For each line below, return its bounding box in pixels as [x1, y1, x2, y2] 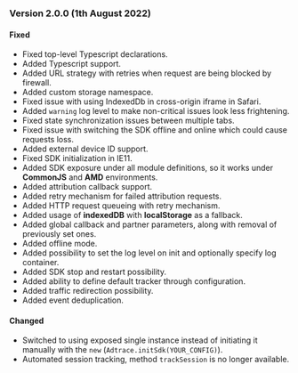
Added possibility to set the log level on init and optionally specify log [21, 247, 278, 258]
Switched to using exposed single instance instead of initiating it [21, 335, 258, 345]
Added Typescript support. [21, 59, 122, 69]
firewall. [21, 77, 52, 88]
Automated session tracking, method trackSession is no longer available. [21, 354, 290, 365]
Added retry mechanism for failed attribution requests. [21, 191, 222, 202]
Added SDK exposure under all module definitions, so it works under [21, 163, 274, 174]
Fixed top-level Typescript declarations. [21, 49, 168, 60]
